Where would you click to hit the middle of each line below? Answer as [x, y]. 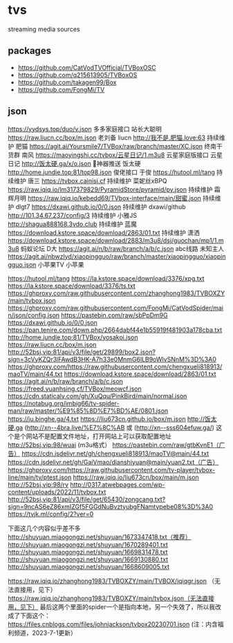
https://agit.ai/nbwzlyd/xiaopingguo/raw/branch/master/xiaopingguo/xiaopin [117, 256]
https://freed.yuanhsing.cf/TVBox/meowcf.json [75, 389]
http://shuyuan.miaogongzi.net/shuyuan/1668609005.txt [89, 566]
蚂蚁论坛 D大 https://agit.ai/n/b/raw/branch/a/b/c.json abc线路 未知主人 [122, 248]
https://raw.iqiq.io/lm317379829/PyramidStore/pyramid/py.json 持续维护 [110, 189]
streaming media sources [44, 29]
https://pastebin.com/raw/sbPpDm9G [114, 315]
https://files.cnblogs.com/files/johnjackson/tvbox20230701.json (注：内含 [113, 624]
